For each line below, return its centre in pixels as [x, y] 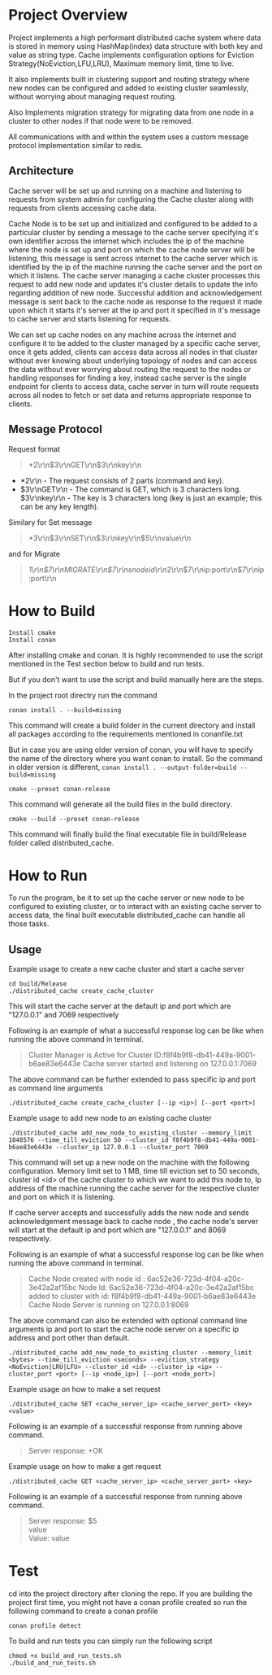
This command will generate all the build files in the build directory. [121, 804]
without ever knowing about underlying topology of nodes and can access [133, 361]
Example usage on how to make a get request [85, 1467]
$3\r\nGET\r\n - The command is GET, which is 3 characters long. [130, 489]
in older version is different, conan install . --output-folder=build [123, 767]
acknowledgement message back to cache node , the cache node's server [134, 1222]
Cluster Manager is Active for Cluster [90, 1055]
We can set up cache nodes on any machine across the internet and [123, 335]
